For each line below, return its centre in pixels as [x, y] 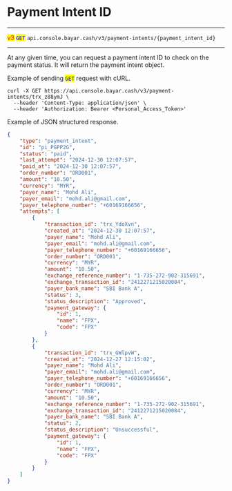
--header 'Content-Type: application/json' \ [80, 103]
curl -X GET [24, 90]
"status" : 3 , [62, 295]
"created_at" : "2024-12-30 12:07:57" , [100, 231]
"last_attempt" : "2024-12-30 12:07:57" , [78, 160]
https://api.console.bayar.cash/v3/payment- [109, 90]
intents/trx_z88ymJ [35, 97]
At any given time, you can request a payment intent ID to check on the [108, 57]
